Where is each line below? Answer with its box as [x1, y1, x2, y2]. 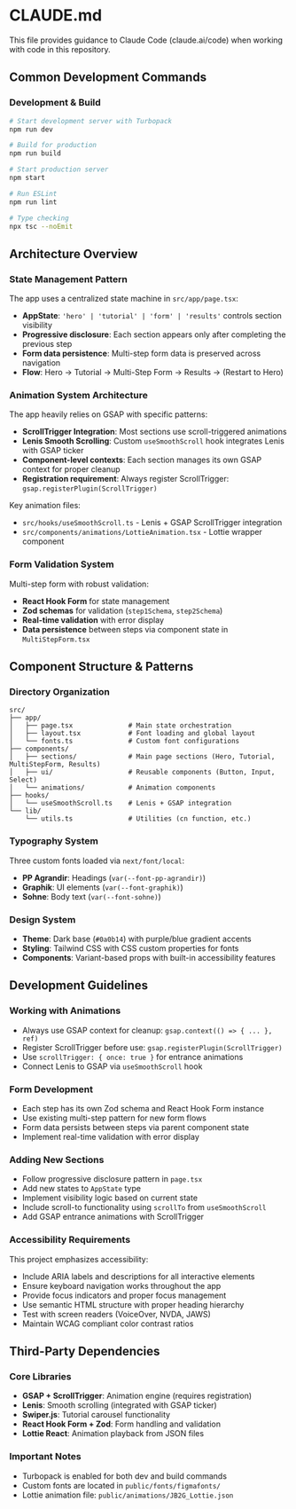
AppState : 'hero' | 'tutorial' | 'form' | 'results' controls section [21, 310, 282, 321]
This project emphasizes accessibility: [9, 1254, 149, 1264]
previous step [21, 339, 73, 350]
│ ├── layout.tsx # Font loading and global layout [9, 729, 255, 738]
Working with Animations [9, 1004, 121, 1017]
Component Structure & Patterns [9, 659, 194, 674]
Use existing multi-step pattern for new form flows [21, 1112, 206, 1123]
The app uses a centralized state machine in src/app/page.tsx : [9, 294, 239, 304]
